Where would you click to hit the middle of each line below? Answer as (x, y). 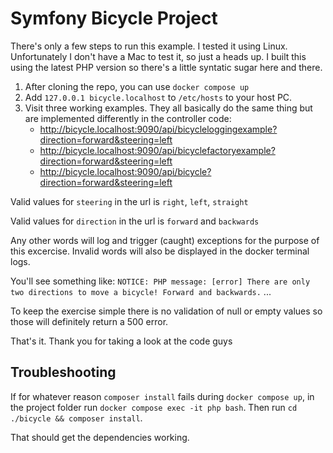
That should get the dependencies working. (100, 437)
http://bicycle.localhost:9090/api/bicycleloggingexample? (158, 129)
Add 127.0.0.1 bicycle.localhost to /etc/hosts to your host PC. (158, 97)
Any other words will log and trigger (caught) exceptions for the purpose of (165, 240)
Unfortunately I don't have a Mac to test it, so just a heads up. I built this (158, 56)
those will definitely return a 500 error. (89, 321)
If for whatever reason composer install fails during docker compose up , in (162, 396)
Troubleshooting (63, 372)
